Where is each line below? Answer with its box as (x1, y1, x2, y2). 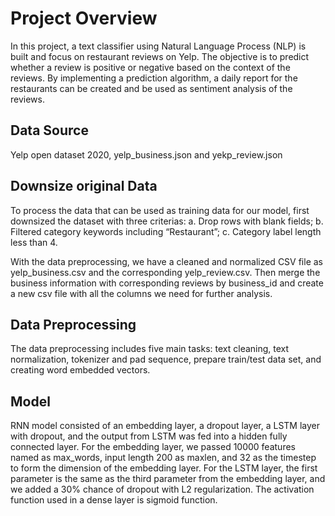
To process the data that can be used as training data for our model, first (10, 204, 310, 216)
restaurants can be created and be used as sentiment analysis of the (10, 82, 293, 94)
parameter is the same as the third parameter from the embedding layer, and (10, 473, 326, 485)
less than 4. (10, 236, 58, 248)
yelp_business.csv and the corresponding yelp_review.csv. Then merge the (10, 266, 321, 278)
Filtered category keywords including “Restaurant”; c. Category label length (10, 225, 322, 237)
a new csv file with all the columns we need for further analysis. (10, 287, 273, 299)
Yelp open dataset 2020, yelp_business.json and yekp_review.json (10, 148, 283, 161)
